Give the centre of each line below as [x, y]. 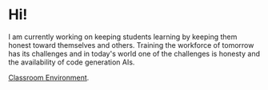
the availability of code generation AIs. [72, 62]
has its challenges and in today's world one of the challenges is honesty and [134, 53]
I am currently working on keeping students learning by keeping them [123, 37]
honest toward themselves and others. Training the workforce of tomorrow [131, 45]
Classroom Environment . [49, 77]
